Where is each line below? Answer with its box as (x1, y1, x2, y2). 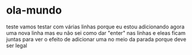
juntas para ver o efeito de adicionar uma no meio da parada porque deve (6, 35, 187, 43)
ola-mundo (6, 4, 62, 17)
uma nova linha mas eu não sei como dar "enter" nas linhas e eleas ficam (6, 29, 186, 36)
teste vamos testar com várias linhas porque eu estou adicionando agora (6, 23, 185, 30)
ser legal (6, 42, 28, 49)
